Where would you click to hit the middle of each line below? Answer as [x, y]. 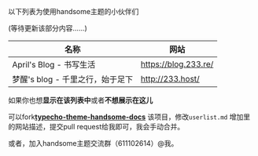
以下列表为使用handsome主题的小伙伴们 [74, 11]
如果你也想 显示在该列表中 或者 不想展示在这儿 [81, 100]
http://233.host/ [170, 79]
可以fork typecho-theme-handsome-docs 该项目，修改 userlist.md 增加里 [129, 117]
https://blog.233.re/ [177, 64]
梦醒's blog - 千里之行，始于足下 [73, 79]
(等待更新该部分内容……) [48, 28]
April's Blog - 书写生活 [54, 65]
